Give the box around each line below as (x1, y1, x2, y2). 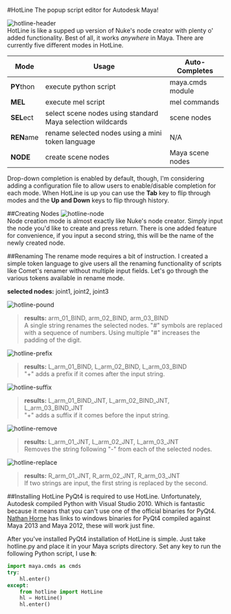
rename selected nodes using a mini (45, 129, 162, 138)
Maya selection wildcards (45, 117, 128, 127)
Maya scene (169, 148, 210, 157)
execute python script (45, 82, 116, 91)
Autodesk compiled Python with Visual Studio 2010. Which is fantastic (7, 500, 206, 507)
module (169, 86, 195, 96)
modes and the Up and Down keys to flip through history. (7, 196, 170, 204)
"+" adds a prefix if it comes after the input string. (23, 370, 165, 377)
